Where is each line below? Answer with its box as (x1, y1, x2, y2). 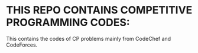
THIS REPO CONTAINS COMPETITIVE (6, 3, 193, 17)
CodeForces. (6, 41, 38, 48)
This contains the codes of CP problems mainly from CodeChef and (6, 35, 171, 42)
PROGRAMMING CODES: (6, 16, 130, 29)
